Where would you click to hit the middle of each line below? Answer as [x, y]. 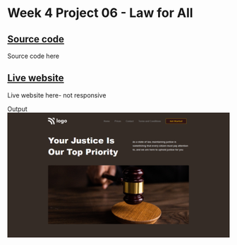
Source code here [34, 56]
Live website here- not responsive [57, 95]
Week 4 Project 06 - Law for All [100, 13]
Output [17, 109]
